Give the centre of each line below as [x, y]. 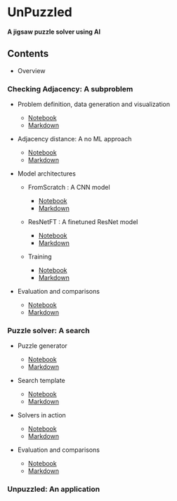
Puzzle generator [42, 346]
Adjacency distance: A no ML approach [74, 139]
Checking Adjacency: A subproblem [70, 89]
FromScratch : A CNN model [69, 188]
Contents [28, 54]
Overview [31, 70]
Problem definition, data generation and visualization [94, 104]
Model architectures [46, 174]
